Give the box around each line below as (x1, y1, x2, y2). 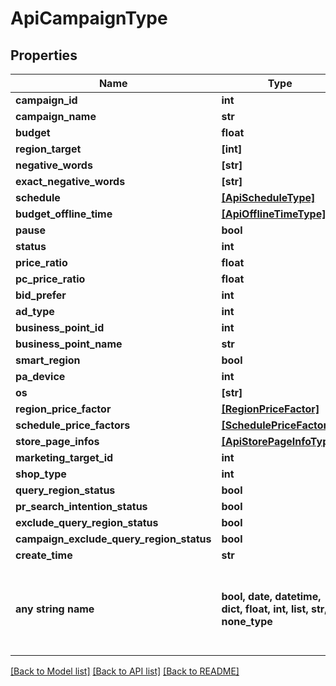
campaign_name (15, 110, 97, 123)
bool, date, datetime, (221, 590, 322, 603)
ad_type (15, 305, 55, 318)
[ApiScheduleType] (221, 191, 316, 204)
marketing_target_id (15, 451, 114, 464)
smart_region (15, 353, 81, 367)
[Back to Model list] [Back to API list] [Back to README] (10, 665, 240, 677)
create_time (15, 548, 73, 562)
